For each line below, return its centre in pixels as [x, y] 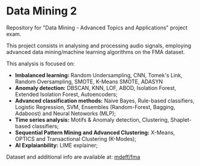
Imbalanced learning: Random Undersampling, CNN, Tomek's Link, [99, 75]
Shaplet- [181, 120]
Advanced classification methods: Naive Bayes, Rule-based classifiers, [105, 101]
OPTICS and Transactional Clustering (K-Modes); [76, 138]
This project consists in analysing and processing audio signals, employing [99, 46]
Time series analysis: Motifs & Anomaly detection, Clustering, [92, 120]
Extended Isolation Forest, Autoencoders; [66, 94]
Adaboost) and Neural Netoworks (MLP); [65, 113]
